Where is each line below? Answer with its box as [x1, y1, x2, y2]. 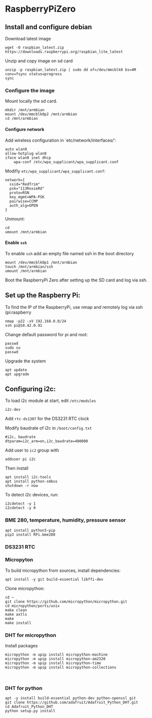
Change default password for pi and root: [5, 331, 88, 337]
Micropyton [5, 556, 33, 563]
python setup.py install [5, 709, 56, 714]
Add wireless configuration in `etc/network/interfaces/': [5, 137, 117, 143]
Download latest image [5, 36, 51, 41]
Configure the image [5, 87, 55, 94]
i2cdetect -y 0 [5, 506, 36, 510]
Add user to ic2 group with [5, 447, 59, 453]
